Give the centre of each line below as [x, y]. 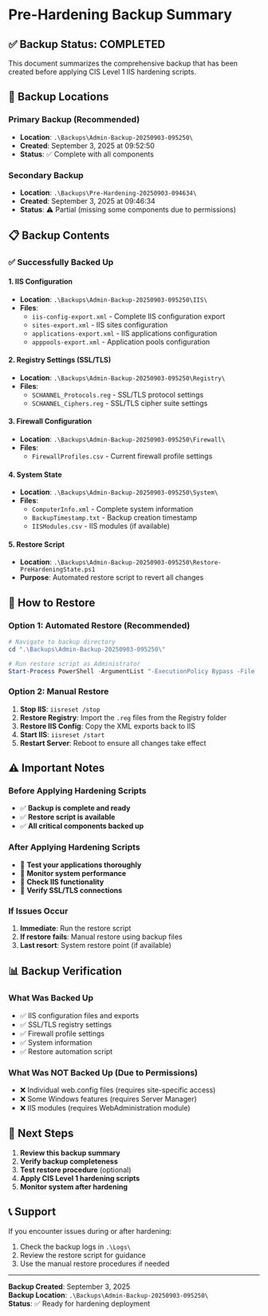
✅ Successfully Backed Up [61, 263]
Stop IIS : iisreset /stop [60, 709]
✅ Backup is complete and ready [75, 808]
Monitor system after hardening [73, 1187]
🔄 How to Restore [52, 603]
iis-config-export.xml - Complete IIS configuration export [128, 316]
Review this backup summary [70, 1152]
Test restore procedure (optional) [75, 1169]
